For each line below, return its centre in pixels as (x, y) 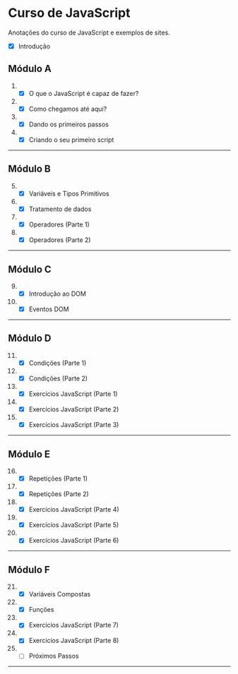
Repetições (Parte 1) (58, 479)
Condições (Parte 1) (58, 363)
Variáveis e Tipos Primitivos (69, 193)
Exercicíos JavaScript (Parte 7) (74, 625)
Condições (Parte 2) (58, 378)
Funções (41, 610)
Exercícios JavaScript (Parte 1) (73, 394)
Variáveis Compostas (60, 594)
